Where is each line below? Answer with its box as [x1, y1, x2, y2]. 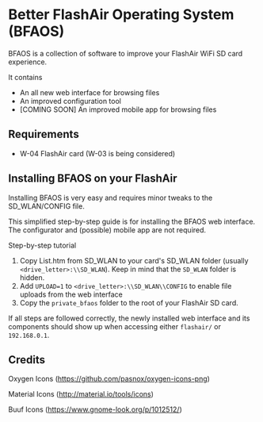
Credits [8, 353, 46, 366]
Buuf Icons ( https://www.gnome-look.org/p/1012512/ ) [8, 405, 182, 414]
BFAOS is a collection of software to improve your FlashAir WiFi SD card [8, 48, 243, 58]
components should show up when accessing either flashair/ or [8, 321, 222, 331]
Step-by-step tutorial [8, 240, 77, 250]
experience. [8, 57, 48, 67]
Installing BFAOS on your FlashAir [8, 172, 177, 186]
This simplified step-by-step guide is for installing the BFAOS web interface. [8, 217, 256, 226]
